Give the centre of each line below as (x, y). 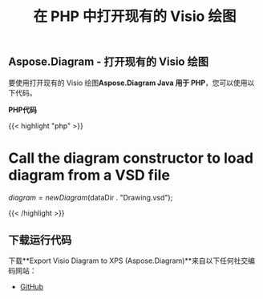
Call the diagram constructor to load (131, 158)
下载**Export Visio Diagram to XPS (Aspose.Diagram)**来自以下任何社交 (128, 261)
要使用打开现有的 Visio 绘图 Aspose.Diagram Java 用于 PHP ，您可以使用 (128, 83)
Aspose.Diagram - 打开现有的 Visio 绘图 (108, 62)
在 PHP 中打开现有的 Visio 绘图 (135, 16)
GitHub (32, 287)
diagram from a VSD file (89, 175)
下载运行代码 (40, 240)
